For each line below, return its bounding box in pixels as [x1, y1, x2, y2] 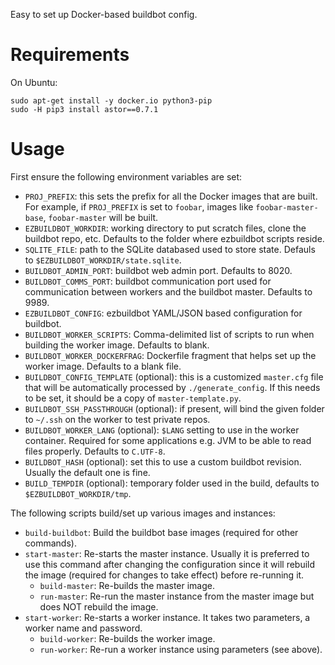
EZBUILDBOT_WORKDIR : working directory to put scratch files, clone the [24, 222, 307, 234]
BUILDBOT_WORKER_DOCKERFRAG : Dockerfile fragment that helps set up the [24, 349, 317, 361]
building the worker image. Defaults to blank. [24, 339, 210, 351]
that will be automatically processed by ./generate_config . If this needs [24, 381, 321, 393]
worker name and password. [24, 622, 143, 634]
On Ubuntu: [10, 76, 58, 88]
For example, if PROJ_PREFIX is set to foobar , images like [24, 200, 254, 213]
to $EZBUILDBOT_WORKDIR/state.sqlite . [24, 254, 182, 266]
